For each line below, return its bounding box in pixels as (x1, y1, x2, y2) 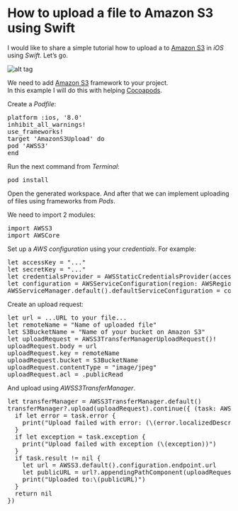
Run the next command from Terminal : (7, 162, 120, 171)
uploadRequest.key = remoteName (7, 349, 120, 357)
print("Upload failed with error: (22, 418, 142, 427)
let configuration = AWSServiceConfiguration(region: (7, 279, 198, 288)
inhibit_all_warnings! (7, 120, 86, 128)
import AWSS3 (7, 224, 53, 232)
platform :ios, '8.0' (7, 113, 83, 121)
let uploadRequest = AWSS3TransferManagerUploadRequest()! (7, 335, 217, 343)
